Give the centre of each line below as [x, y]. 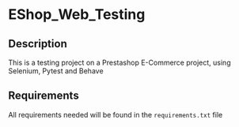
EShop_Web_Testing [77, 15]
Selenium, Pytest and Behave [56, 71]
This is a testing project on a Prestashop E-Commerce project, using [119, 62]
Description [38, 44]
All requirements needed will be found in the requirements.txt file [116, 114]
